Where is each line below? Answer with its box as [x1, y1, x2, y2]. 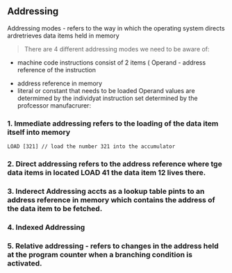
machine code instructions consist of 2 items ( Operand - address [17, 58, 206, 67]
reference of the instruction [17, 65, 96, 74]
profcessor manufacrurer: [17, 101, 92, 110]
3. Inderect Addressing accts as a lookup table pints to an [7, 186, 205, 196]
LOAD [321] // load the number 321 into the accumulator [7, 143, 176, 150]
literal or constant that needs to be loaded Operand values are [17, 86, 196, 94]
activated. [7, 258, 43, 268]
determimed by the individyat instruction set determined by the [17, 94, 198, 102]
